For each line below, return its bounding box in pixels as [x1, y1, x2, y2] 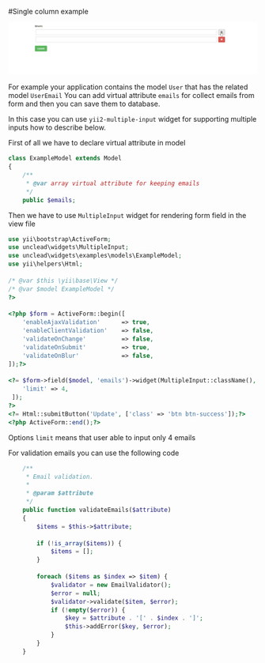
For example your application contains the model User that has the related [8, 82, 248, 92]
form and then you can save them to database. [8, 99, 161, 109]
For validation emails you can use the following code [8, 448, 180, 458]
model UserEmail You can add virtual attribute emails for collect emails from [8, 91, 255, 100]
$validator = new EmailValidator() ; [50, 581, 172, 589]
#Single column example [8, 7, 89, 16]
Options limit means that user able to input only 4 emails [8, 432, 196, 442]
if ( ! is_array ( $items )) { [36, 539, 123, 548]
